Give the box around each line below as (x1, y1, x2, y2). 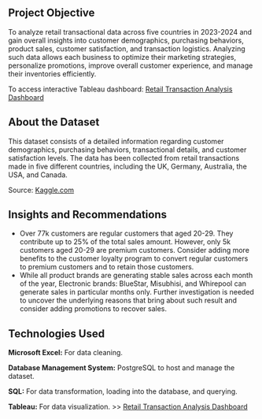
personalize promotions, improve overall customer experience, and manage (8, 61, 253, 70)
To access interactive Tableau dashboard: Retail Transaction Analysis (8, 84, 233, 94)
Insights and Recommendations (8, 208, 168, 221)
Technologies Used (8, 327, 105, 340)
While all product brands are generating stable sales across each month (19, 271, 253, 280)
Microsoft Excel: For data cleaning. (8, 348, 124, 358)
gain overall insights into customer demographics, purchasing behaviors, (8, 35, 244, 45)
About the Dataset (8, 116, 100, 129)
